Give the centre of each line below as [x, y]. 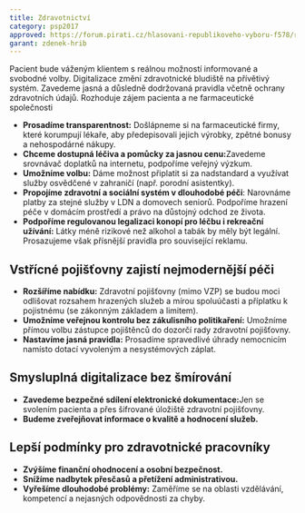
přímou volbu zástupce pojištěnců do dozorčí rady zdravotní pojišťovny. [157, 330]
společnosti [31, 108]
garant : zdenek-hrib [49, 43]
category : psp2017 [44, 26]
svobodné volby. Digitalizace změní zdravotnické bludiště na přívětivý [140, 79]
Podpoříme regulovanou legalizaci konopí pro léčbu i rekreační [143, 222]
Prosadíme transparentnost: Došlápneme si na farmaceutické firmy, [151, 125]
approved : [28, 35]
